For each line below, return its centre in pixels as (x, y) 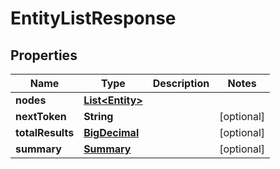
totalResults (45, 132)
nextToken (41, 116)
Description (181, 83)
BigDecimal (111, 132)
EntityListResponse (93, 18)
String (98, 116)
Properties (44, 55)
